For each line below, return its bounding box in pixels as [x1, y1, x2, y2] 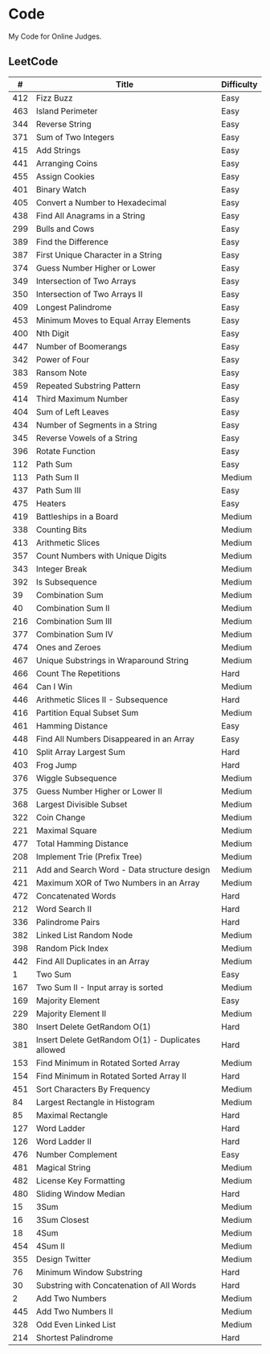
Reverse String [35, 118, 92, 130]
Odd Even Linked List [35, 1319, 117, 1330]
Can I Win [35, 681, 73, 692]
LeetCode [8, 55, 59, 68]
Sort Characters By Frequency [35, 1084, 150, 1095]
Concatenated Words [35, 890, 117, 902]
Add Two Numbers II [35, 1306, 114, 1317]
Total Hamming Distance [35, 838, 129, 849]
